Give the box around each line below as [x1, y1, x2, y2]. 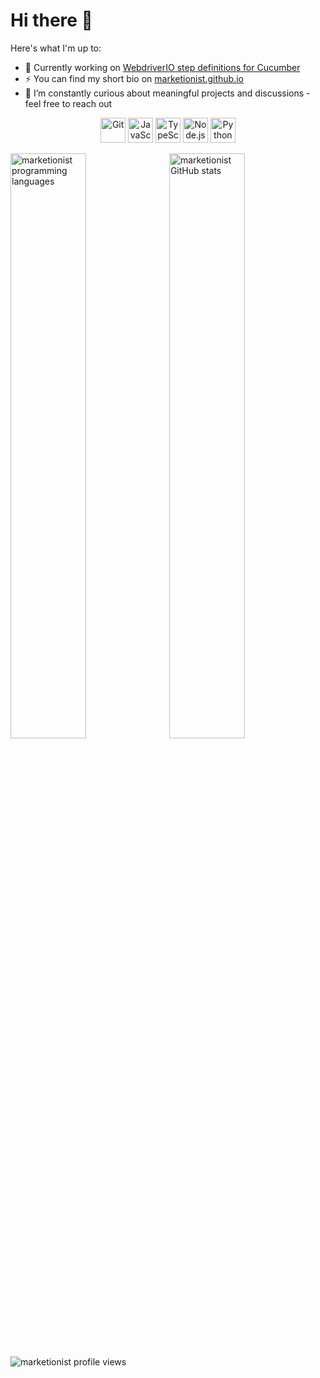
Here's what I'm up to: [10, 42, 102, 54]
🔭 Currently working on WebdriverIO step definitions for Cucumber [24, 61, 301, 73]
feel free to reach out [24, 97, 113, 109]
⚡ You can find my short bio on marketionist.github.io [24, 72, 244, 84]
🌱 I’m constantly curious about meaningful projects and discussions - [24, 87, 311, 99]
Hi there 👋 [10, 9, 93, 32]
